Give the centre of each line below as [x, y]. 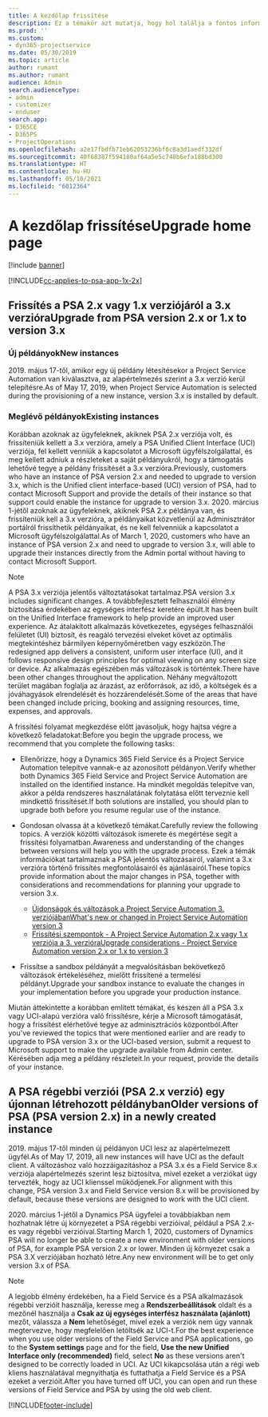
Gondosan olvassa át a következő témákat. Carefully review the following [139, 825]
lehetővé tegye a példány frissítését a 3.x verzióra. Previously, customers [128, 468]
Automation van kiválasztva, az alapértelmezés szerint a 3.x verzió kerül [127, 379]
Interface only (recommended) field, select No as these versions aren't [126, 1356]
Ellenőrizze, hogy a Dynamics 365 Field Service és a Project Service [132, 758]
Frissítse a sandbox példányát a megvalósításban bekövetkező [122, 966]
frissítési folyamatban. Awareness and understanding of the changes [132, 842]
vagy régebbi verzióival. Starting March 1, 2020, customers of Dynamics [136, 1232]
